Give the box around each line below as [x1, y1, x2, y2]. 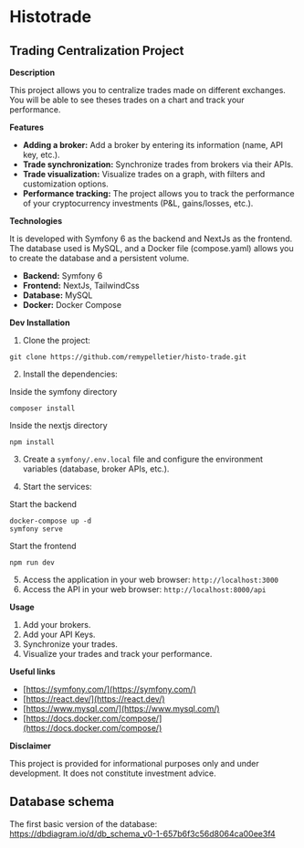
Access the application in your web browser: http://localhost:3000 [22, 574, 278, 585]
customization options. [22, 178, 110, 189]
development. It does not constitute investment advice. [9, 768, 216, 779]
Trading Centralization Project [9, 43, 184, 58]
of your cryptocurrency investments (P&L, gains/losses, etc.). [22, 198, 254, 208]
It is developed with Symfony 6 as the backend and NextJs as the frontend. [9, 233, 293, 244]
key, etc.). [22, 149, 61, 160]
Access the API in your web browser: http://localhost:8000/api [22, 584, 267, 595]
